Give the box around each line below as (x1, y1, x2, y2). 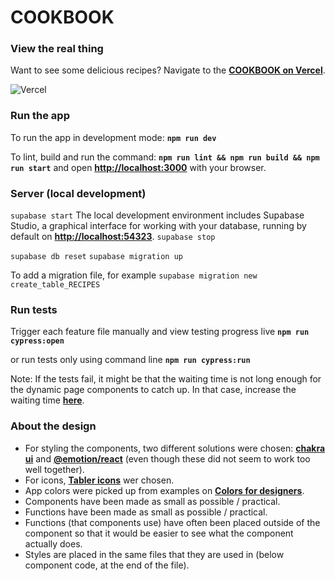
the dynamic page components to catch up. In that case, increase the (10, 384, 297, 396)
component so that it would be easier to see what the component (24, 527, 294, 539)
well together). (24, 463, 85, 475)
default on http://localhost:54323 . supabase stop (10, 231, 216, 243)
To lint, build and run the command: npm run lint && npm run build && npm (10, 151, 320, 163)
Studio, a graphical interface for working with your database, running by (10, 220, 307, 232)
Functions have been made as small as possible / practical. (24, 506, 268, 518)
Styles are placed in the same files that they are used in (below (24, 548, 285, 560)
